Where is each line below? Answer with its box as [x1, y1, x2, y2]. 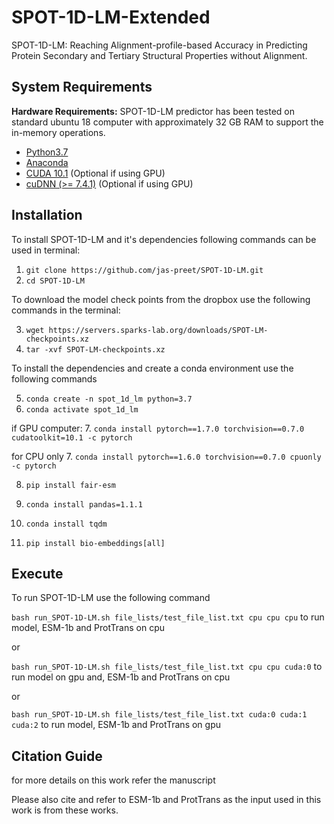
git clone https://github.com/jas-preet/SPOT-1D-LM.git [25, 265, 264, 275]
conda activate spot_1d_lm [25, 404, 139, 415]
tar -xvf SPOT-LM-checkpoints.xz [25, 344, 166, 355]
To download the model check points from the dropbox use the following [11, 293, 311, 305]
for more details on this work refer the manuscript [11, 774, 216, 786]
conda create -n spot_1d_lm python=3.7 [25, 394, 193, 404]
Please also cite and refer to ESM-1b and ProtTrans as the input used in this [11, 794, 322, 806]
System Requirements [11, 79, 153, 96]
